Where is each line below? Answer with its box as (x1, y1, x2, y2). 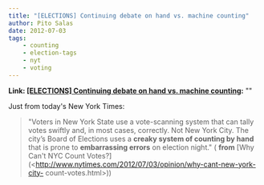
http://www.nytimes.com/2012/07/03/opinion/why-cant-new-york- (35, 159, 257, 169)
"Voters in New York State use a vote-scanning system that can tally (27, 117, 254, 127)
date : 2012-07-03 (8, 26, 67, 34)
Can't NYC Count (27, 151, 86, 160)
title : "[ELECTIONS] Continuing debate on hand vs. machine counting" (8, 11, 250, 20)
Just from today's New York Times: (8, 101, 125, 111)
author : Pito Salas (8, 19, 74, 27)
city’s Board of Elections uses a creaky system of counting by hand (27, 134, 254, 143)
